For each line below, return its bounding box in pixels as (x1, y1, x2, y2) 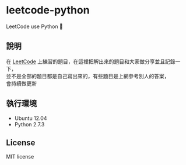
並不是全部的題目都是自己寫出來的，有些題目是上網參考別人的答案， (6, 73, 170, 80)
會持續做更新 (6, 80, 37, 87)
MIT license (6, 153, 34, 160)
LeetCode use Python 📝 (6, 23, 63, 30)
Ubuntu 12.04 (14, 115, 47, 122)
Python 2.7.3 (14, 121, 45, 128)
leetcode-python (6, 4, 90, 17)
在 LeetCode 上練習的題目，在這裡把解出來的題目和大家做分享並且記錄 (6, 58, 176, 65)
